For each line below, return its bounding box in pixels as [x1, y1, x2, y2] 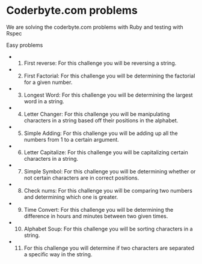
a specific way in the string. [23, 250, 93, 258]
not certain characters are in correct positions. [23, 174, 139, 181]
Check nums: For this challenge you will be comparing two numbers [23, 187, 192, 194]
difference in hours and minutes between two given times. [23, 212, 168, 220]
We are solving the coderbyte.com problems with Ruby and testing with [6, 23, 183, 31]
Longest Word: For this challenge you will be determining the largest [23, 91, 194, 98]
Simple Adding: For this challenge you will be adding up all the [23, 130, 179, 137]
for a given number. [23, 79, 73, 86]
